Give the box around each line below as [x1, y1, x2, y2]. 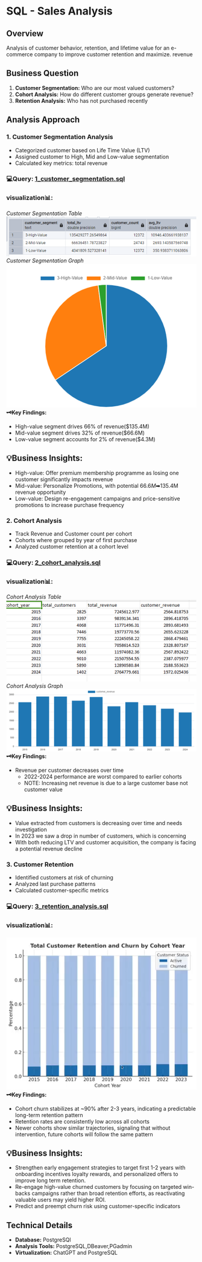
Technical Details [6, 1220, 73, 1231]
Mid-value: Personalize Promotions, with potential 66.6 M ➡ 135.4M [14, 482, 179, 489]
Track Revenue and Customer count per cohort [14, 530, 133, 537]
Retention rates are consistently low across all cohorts [14, 1118, 150, 1125]
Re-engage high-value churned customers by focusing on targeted [14, 1183, 182, 1191]
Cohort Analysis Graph [6, 682, 63, 690]
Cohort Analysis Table [6, 594, 62, 601]
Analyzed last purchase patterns [14, 880, 96, 887]
